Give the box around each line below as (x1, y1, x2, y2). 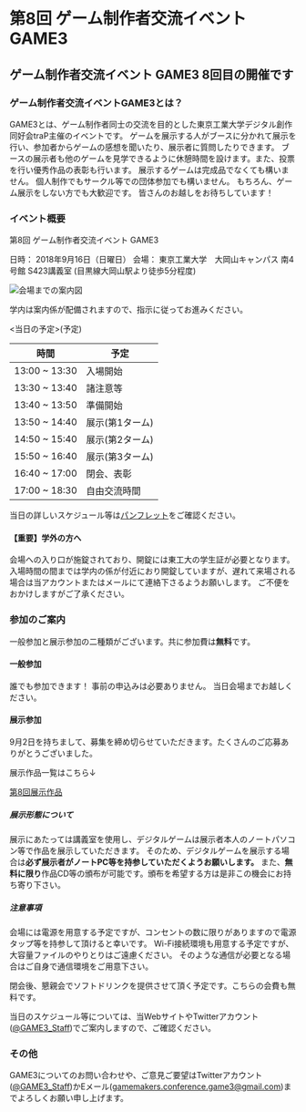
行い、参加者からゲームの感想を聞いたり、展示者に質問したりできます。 (9, 141, 280, 152)
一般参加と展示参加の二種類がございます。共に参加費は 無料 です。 (9, 635, 256, 647)
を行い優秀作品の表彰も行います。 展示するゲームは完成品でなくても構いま (9, 164, 290, 175)
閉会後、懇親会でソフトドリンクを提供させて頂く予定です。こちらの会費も (9, 981, 289, 992)
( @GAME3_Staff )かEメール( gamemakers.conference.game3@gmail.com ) (9, 1081, 284, 1092)
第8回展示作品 (9, 787, 63, 798)
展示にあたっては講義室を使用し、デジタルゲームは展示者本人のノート (9, 834, 272, 845)
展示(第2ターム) (86, 434, 154, 447)
